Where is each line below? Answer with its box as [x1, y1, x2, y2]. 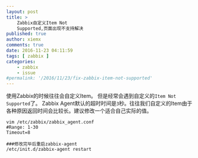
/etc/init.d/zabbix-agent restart [6, 147, 92, 153]
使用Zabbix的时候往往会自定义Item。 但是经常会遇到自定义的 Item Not [6, 92, 177, 100]
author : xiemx [6, 36, 42, 42]
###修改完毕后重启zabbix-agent [6, 141, 77, 147]
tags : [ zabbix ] [6, 53, 49, 59]
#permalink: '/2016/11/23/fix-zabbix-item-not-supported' [6, 75, 153, 81]
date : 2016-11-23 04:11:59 [6, 48, 73, 54]
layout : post [6, 8, 39, 15]
